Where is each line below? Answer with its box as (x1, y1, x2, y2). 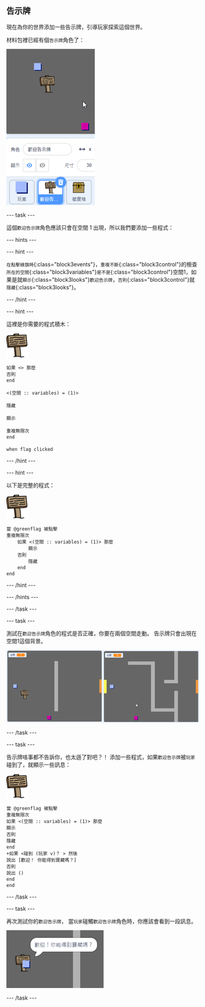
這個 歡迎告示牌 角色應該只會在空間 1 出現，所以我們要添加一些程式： (6, 224, 174, 231)
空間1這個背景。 (6, 637, 47, 644)
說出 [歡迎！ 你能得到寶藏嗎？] (6, 857, 77, 863)
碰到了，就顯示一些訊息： (6, 761, 71, 768)
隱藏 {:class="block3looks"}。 (6, 284, 80, 291)
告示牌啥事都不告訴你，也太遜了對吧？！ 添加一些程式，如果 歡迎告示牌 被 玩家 (6, 753, 196, 761)
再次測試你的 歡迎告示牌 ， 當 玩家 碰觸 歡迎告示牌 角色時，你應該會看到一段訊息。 (6, 918, 197, 925)
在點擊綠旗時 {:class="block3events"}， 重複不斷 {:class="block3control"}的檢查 (6, 260, 198, 268)
